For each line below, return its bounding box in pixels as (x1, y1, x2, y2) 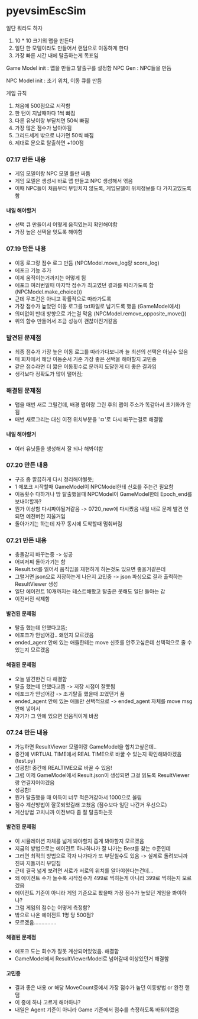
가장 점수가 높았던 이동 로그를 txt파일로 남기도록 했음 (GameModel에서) (14, 302, 181, 309)
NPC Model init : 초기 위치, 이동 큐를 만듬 (6, 77, 102, 84)
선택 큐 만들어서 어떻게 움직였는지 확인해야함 (14, 221, 118, 228)
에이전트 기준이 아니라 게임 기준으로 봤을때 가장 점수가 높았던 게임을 (14, 889, 171, 897)
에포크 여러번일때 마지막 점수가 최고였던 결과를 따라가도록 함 (14, 281, 154, 288)
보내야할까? (14, 498, 42, 505)
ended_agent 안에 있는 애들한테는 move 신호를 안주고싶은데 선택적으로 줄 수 (14, 639, 192, 646)
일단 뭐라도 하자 (6, 24, 43, 31)
